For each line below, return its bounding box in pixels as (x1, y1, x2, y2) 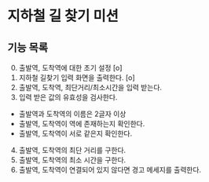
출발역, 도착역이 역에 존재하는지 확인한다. (18, 119, 145, 128)
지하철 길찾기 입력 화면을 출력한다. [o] (18, 73, 135, 82)
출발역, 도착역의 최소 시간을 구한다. (18, 155, 126, 165)
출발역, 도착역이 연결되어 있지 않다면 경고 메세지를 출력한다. (18, 166, 202, 174)
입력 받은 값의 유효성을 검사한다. (18, 93, 118, 102)
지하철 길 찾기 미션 (7, 7, 119, 25)
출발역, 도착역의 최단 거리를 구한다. (18, 146, 126, 155)
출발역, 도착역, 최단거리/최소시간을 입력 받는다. (18, 83, 163, 92)
